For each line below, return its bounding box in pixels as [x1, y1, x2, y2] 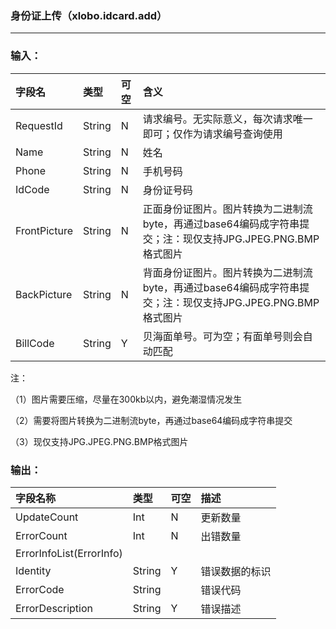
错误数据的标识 [200, 564, 272, 578]
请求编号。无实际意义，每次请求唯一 [142, 112, 313, 126]
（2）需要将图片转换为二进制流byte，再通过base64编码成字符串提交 [10, 414, 293, 426]
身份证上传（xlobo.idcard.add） [10, 8, 168, 22]
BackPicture [15, 287, 73, 301]
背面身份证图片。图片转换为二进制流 [142, 265, 313, 279]
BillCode [15, 336, 55, 350]
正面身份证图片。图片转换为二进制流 [142, 202, 313, 216]
